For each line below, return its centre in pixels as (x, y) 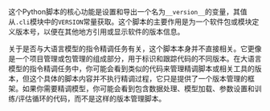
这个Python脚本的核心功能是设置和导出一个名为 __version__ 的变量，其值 (128, 12)
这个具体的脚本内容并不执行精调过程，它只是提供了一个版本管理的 (138, 79)
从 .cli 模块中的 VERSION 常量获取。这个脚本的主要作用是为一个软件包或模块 (130, 22)
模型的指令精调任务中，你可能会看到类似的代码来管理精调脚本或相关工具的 (131, 69)
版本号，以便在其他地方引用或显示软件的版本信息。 (100, 32)
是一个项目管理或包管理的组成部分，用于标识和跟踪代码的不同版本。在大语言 (135, 59)
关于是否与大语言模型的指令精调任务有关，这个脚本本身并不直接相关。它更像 (135, 49)
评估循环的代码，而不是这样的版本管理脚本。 (92, 99)
